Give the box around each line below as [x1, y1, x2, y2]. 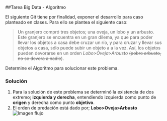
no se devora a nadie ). [17, 55, 64, 61]
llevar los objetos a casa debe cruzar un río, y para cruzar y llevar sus [17, 39, 162, 45]
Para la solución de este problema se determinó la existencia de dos [12, 89, 154, 95]
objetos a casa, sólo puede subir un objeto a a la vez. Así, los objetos [17, 45, 161, 50]
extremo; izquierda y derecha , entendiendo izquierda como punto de [12, 94, 156, 100]
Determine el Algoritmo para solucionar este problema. [5, 65, 119, 71]
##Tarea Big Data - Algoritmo [5, 4, 66, 10]
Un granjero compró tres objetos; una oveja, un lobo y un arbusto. [17, 29, 154, 34]
